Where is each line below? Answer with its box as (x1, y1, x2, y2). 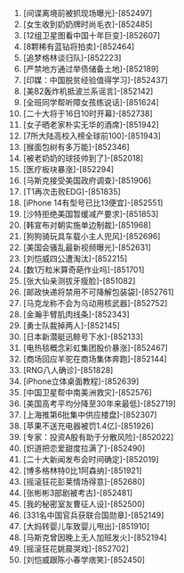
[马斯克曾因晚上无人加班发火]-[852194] (22, 532, 167, 543)
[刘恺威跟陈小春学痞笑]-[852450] (22, 554, 146, 565)
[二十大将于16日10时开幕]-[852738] (22, 108, 154, 119)
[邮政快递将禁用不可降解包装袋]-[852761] (22, 286, 174, 297)
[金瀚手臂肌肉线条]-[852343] (22, 309, 130, 320)
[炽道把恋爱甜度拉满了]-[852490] (22, 443, 146, 453)
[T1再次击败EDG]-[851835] (22, 187, 121, 196)
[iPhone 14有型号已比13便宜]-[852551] (22, 197, 164, 208)
